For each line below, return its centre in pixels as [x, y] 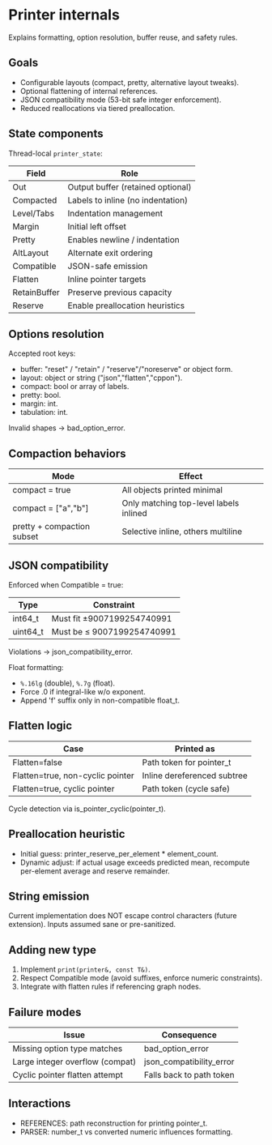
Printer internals [64, 15]
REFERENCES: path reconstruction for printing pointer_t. [114, 1123]
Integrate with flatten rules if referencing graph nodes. [110, 987]
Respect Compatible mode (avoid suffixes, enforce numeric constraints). [141, 978]
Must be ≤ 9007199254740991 [114, 632]
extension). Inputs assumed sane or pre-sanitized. [92, 925]
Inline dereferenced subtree [195, 775]
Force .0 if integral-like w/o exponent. [83, 692]
